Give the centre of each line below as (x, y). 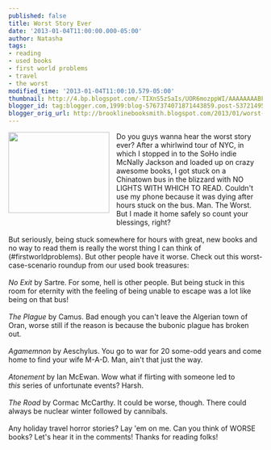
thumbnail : (27, 99)
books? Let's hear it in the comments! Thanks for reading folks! (113, 437)
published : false (38, 16)
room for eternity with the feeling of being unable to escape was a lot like (130, 291)
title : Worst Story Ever (50, 23)
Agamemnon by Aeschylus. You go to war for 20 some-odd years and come (135, 351)
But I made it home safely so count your (182, 214)
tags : (17, 46)
